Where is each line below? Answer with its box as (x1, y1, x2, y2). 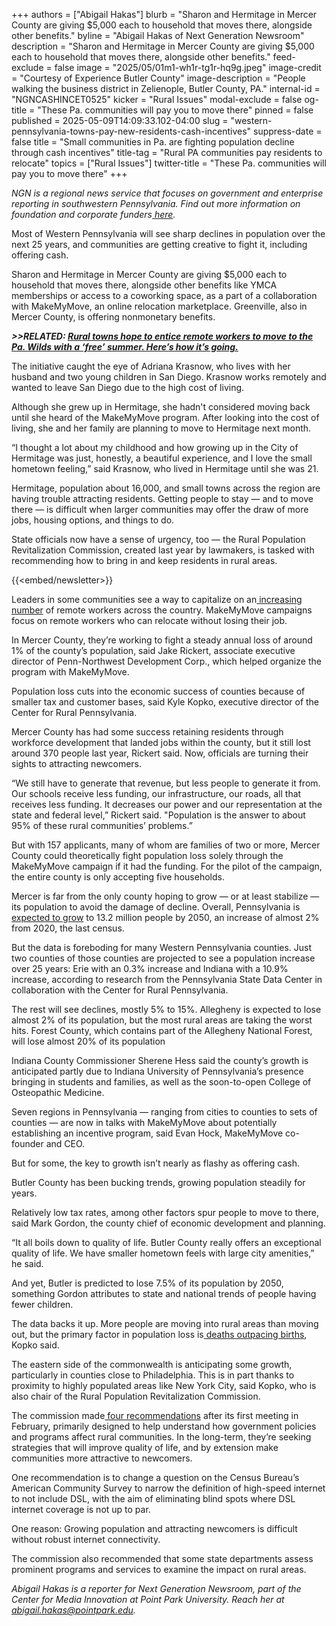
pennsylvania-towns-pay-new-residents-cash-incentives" (11, 125, 252, 137)
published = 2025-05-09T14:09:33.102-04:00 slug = (11, 115, 229, 126)
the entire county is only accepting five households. (11, 871, 225, 883)
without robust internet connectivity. (11, 1534, 161, 1545)
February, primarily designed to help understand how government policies (11, 1420, 317, 1432)
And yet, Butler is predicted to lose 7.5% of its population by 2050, (11, 1277, 284, 1289)
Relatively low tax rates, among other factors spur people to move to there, (11, 1207, 320, 1218)
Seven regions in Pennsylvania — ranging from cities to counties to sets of (11, 1106, 318, 1118)
